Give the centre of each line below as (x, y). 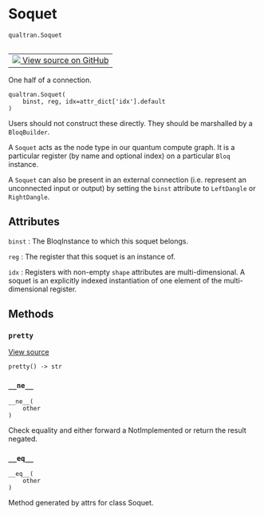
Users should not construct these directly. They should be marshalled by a (130, 123)
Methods (31, 314)
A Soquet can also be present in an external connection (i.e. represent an (128, 180)
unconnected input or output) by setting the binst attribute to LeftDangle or (132, 188)
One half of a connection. (50, 80)
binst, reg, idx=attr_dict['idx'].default (94, 101)
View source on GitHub (66, 60)
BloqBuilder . (29, 132)
